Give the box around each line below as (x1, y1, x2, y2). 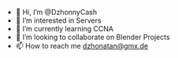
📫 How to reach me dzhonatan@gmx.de (15, 42, 148, 50)
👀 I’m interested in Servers (15, 16, 102, 25)
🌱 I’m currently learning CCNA (15, 24, 114, 33)
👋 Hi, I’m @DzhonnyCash (15, 8, 97, 16)
